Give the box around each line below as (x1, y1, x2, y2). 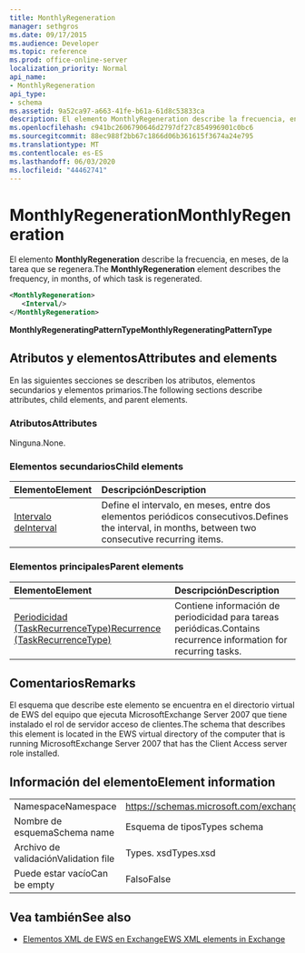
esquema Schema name (14, 827, 115, 839)
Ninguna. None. (9, 437, 66, 448)
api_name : (9, 73, 47, 82)
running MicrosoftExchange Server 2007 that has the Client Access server (9, 738, 288, 749)
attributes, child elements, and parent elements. (9, 394, 188, 405)
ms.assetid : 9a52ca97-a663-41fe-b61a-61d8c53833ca (9, 106, 205, 115)
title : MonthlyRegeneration (9, 13, 116, 23)
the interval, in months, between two (101, 522, 257, 535)
